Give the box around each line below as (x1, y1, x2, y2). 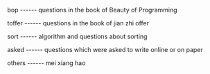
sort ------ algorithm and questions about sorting (7, 32, 148, 40)
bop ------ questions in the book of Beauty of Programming (7, 6, 178, 14)
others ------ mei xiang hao (7, 59, 86, 67)
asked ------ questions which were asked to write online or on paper (7, 46, 203, 53)
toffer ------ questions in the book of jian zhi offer (7, 19, 150, 27)
